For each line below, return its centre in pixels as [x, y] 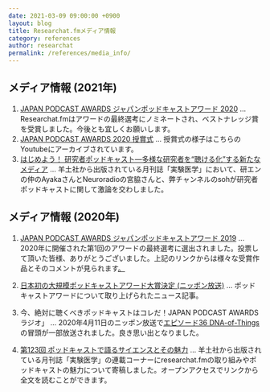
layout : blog [30, 23]
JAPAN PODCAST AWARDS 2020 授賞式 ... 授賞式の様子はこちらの [130, 138]
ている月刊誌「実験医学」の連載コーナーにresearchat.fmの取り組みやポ [138, 360]
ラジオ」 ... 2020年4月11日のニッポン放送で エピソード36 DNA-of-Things [139, 322]
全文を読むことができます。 [65, 380]
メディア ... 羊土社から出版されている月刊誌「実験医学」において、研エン [141, 169]
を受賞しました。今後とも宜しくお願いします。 [97, 129]
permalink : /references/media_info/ [70, 53]
